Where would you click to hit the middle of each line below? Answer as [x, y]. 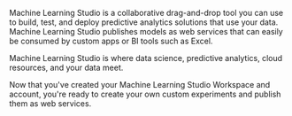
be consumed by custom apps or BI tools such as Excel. [111, 41]
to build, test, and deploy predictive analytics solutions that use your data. [144, 22]
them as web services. [50, 104]
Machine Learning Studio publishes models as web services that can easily [146, 31]
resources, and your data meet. [66, 67]
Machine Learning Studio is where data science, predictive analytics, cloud [146, 58]
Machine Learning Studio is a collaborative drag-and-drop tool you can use [146, 13]
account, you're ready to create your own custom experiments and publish [145, 94]
